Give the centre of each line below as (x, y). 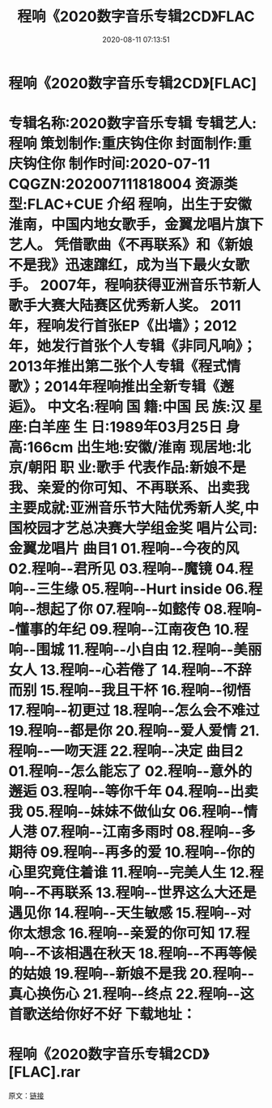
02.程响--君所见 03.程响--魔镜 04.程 (131, 569)
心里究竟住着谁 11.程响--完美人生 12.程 (136, 873)
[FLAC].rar (45, 1072)
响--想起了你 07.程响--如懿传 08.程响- (136, 609)
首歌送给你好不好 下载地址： (102, 1014)
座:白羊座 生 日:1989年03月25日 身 (124, 427)
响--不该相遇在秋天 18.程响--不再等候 (133, 954)
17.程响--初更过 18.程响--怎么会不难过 (134, 711)
